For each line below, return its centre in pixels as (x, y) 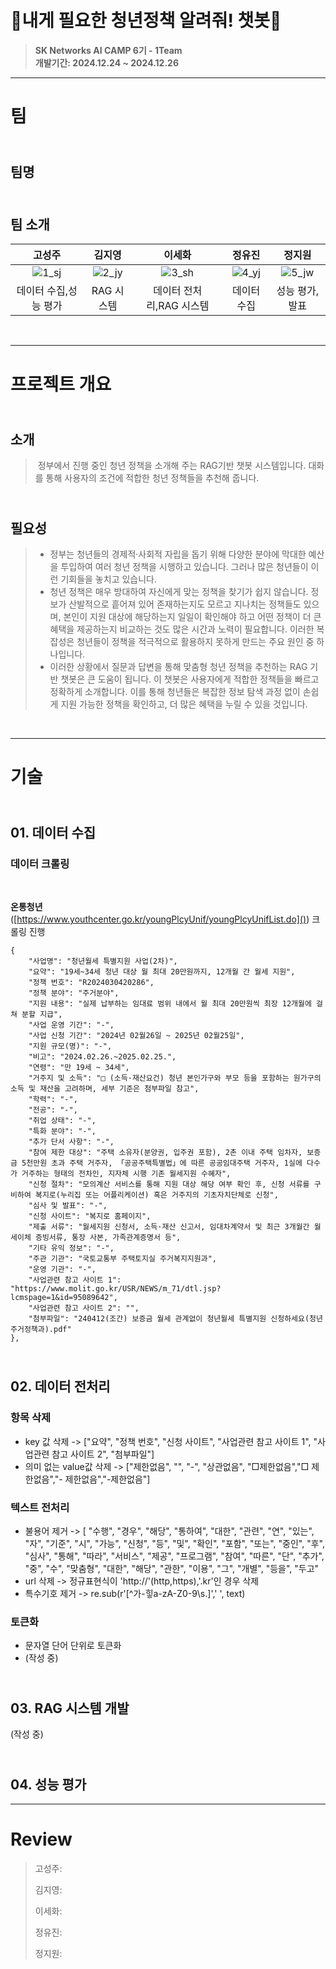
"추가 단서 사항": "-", (71, 1142)
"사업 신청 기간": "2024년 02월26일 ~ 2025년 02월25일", (136, 1036)
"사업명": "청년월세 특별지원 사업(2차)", (103, 961)
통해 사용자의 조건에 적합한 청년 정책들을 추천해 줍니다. (152, 478)
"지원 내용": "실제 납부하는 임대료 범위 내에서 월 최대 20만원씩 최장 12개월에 (170, 1004)
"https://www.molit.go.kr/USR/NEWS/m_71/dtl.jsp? (116, 1289)
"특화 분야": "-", (62, 1131)
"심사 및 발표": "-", (68, 1206)
